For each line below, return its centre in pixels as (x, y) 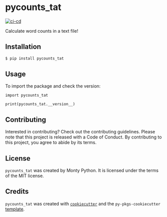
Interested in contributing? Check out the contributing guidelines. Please (80, 132)
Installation (23, 47)
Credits (17, 192)
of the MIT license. (25, 176)
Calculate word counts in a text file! (42, 31)
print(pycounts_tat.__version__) (40, 104)
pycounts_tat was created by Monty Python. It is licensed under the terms (82, 171)
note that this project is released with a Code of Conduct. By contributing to (83, 137)
